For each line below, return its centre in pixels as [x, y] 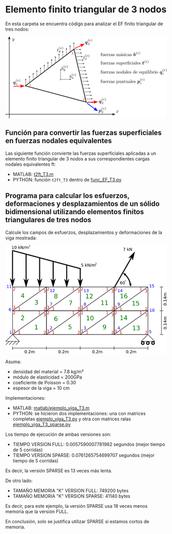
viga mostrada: [21, 238]
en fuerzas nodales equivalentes [59, 141]
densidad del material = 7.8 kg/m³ [48, 371]
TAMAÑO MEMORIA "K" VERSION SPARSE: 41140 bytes [71, 496]
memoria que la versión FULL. [37, 511]
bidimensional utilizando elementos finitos [75, 212]
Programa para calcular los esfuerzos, [67, 196]
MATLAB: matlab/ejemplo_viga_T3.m [51, 408]
